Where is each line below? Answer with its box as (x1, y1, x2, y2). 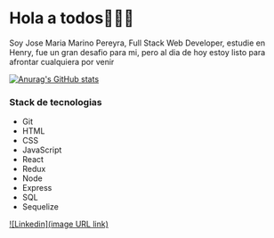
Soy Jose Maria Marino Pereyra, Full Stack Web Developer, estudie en (9, 37, 265, 48)
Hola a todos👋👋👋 (9, 8, 135, 29)
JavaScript (21, 144, 62, 155)
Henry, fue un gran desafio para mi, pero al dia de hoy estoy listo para (9, 46, 266, 57)
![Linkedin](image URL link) (9, 218, 109, 230)
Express (21, 183, 52, 193)
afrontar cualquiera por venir (9, 56, 115, 67)
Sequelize (21, 201, 60, 212)
